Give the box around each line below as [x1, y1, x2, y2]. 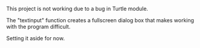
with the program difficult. [6, 23, 71, 30]
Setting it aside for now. [6, 35, 65, 41]
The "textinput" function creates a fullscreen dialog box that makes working [6, 17, 195, 23]
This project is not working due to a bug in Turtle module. [6, 5, 149, 12]
